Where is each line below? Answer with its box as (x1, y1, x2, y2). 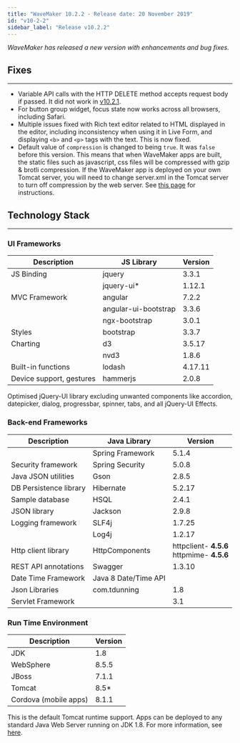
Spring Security (92, 459, 145, 469)
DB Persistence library (11, 483, 86, 493)
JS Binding (11, 269, 48, 279)
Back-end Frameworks (7, 417, 88, 427)
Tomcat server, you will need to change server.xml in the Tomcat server (17, 173, 229, 182)
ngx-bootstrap (102, 316, 153, 326)
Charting (11, 339, 41, 349)
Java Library (107, 436, 151, 446)
